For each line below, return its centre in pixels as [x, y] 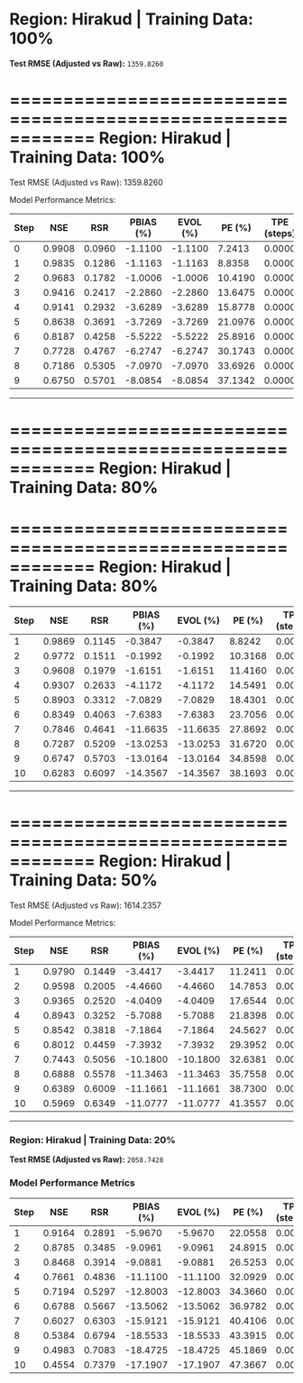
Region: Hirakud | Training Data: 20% [92, 1140]
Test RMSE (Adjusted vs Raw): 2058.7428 [87, 1159]
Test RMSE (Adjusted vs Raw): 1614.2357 [86, 905]
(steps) [280, 233]
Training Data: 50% [83, 880]
